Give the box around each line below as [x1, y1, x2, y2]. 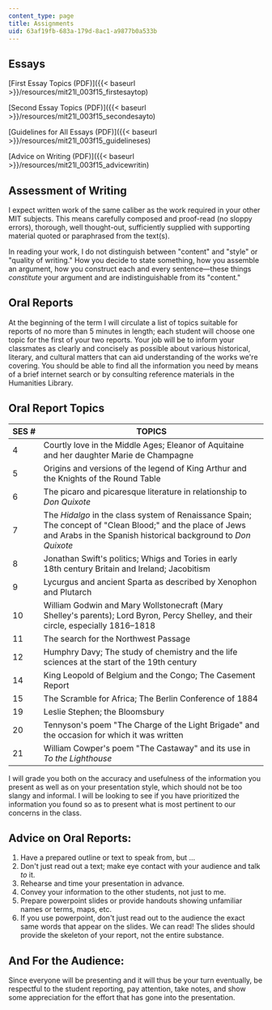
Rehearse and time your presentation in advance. [19, 879, 185, 888]
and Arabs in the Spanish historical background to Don [43, 529, 251, 540]
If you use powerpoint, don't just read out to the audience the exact [19, 913, 245, 923]
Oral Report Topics [8, 402, 105, 415]
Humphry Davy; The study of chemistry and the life [43, 646, 238, 657]
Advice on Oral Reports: [8, 832, 132, 845]
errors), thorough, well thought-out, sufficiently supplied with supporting [8, 222, 251, 232]
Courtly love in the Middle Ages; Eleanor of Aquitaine [43, 439, 244, 450]
